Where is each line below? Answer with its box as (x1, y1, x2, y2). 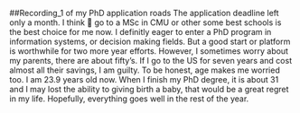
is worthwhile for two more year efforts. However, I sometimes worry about (9, 46, 289, 56)
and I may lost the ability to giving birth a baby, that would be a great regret (9, 84, 289, 94)
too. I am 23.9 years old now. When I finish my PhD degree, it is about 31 (9, 74, 279, 84)
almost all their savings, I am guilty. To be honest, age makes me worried (9, 65, 280, 75)
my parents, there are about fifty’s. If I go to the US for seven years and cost (9, 56, 292, 65)
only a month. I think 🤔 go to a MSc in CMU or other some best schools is (9, 17, 282, 28)
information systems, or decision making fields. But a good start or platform (9, 36, 291, 47)
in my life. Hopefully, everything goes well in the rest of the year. (9, 93, 249, 104)
